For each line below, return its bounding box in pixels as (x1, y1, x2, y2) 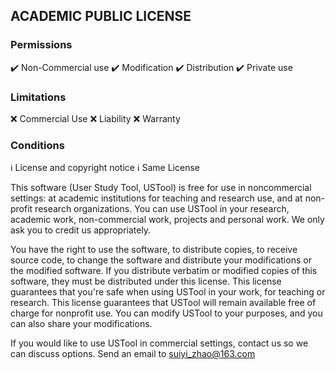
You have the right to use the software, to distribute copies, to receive (10, 244, 298, 256)
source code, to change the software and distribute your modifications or (10, 254, 312, 266)
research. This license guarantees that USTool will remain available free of (10, 297, 317, 309)
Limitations (10, 90, 67, 104)
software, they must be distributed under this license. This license (10, 275, 282, 288)
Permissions (10, 38, 73, 52)
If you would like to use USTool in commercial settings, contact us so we (10, 337, 309, 349)
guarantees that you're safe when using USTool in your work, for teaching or (10, 286, 326, 298)
